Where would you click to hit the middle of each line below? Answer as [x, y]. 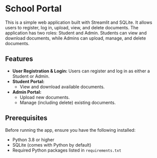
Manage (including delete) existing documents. [68, 103]
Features [19, 59]
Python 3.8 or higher [33, 140]
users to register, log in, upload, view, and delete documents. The [72, 27]
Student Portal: [28, 81]
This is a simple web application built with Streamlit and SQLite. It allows [79, 22]
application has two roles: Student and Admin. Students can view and [76, 33]
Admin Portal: [27, 92]
